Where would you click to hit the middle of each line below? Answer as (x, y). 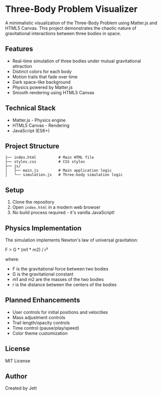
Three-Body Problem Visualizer (71, 9)
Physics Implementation (43, 228)
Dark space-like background (41, 82)
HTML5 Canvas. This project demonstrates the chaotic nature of (71, 28)
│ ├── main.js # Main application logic (58, 170)
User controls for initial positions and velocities (60, 312)
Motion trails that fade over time (45, 77)
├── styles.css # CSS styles (45, 162)
